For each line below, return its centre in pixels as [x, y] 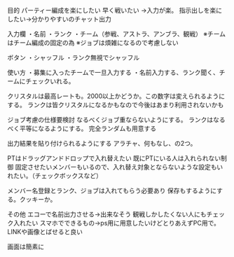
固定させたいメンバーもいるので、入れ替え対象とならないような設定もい [119, 167]
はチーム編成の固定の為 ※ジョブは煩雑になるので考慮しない [93, 43]
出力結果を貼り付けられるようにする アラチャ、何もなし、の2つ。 [102, 143]
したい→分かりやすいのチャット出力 [60, 19]
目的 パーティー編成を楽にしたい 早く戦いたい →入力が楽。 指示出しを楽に [115, 10]
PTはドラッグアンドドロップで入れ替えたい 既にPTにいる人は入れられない [114, 158]
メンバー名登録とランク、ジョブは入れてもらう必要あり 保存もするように [112, 190]
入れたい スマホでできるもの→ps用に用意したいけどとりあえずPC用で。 [117, 223]
